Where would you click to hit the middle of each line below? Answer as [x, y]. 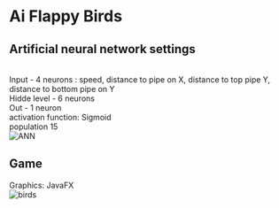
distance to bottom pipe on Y [62, 89]
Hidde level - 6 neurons [52, 98]
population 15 [34, 127]
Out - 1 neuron [35, 108]
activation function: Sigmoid [60, 117]
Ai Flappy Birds [66, 16]
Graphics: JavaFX [42, 185]
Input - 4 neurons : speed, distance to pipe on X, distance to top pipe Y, [140, 80]
